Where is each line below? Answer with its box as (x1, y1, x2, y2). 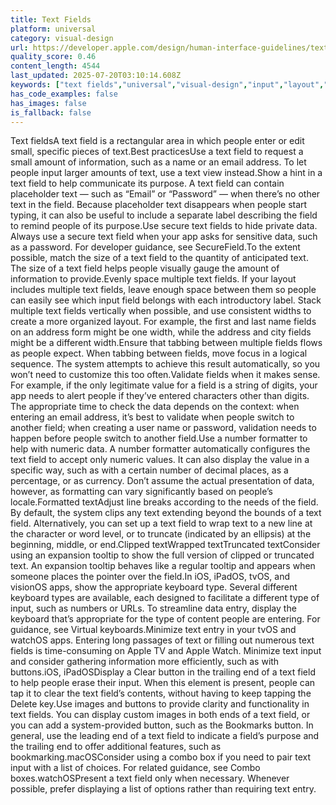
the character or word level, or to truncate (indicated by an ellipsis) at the (10, 528, 312, 540)
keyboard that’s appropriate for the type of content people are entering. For (10, 613, 321, 625)
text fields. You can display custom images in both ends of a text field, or (10, 709, 311, 721)
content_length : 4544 (10, 61, 101, 71)
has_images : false (10, 98, 87, 108)
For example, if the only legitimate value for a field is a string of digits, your (10, 379, 318, 391)
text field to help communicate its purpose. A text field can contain (10, 177, 285, 190)
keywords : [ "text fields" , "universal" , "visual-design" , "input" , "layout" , (10, 80, 325, 90)
